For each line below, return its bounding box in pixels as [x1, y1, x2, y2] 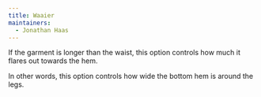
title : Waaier [8, 11, 55, 20]
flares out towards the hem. [8, 56, 98, 65]
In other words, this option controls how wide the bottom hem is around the [8, 72, 254, 81]
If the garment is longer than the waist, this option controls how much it [8, 48, 241, 58]
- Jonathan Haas [15, 26, 69, 34]
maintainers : [8, 19, 51, 27]
